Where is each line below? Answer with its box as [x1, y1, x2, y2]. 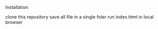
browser [5, 19, 23, 25]
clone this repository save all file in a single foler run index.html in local [5, 14, 154, 19]
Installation [5, 4, 29, 10]
